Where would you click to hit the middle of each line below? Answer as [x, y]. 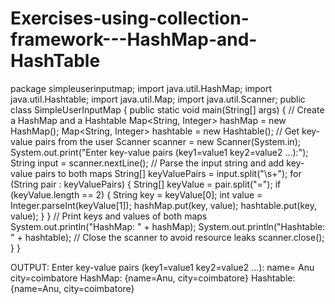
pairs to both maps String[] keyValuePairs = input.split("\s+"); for [168, 173]
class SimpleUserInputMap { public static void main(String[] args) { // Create [167, 109]
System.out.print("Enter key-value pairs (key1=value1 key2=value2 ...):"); [159, 152]
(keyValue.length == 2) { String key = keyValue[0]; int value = [136, 194]
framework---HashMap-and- [134, 39]
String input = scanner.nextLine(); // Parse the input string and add [147, 163]
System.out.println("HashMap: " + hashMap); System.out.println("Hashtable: [168, 226]
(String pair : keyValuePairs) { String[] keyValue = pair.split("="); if [146, 184]
